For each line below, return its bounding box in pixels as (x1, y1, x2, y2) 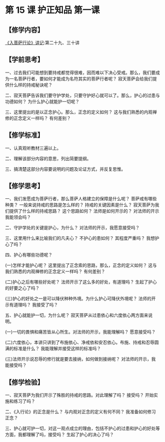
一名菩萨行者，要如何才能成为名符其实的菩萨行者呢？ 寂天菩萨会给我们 (9, 75, 153, 81)
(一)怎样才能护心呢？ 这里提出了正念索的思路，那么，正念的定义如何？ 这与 (5, 262, 157, 268)
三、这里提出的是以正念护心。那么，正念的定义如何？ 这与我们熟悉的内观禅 (5, 109, 157, 115)
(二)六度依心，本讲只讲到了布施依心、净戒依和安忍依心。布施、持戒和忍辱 (5, 339, 155, 345)
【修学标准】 (5, 131, 44, 140)
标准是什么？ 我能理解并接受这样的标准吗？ (13, 346, 101, 352)
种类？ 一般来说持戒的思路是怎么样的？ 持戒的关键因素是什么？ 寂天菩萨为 (5, 202, 155, 208)
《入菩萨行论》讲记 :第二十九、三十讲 (5, 40, 80, 45)
